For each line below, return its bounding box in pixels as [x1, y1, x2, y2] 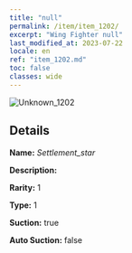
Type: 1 [9, 200, 38, 211]
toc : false [9, 64, 51, 73]
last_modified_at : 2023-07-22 [9, 38, 124, 48]
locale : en [9, 47, 51, 56]
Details [9, 123, 50, 138]
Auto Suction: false [9, 234, 83, 245]
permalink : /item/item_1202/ [9, 22, 119, 31]
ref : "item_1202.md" [9, 55, 88, 64]
